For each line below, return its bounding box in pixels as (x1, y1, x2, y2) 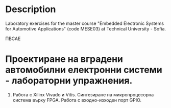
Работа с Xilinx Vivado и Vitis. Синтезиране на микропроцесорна (12, 91, 154, 97)
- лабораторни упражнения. (5, 75, 133, 87)
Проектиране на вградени (5, 53, 124, 65)
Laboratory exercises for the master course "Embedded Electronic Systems (5, 20, 164, 26)
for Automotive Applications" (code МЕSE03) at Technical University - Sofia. (5, 25, 166, 31)
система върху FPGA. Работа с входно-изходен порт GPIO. (12, 97, 142, 103)
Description (5, 4, 56, 15)
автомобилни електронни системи (5, 64, 162, 76)
